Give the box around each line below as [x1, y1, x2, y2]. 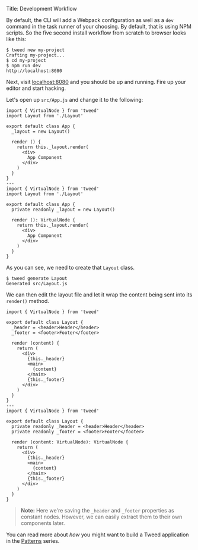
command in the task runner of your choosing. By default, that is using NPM [6, 23, 191, 30]
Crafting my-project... [6, 52, 65, 58]
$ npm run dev [6, 62, 41, 68]
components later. [20, 520, 65, 526]
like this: [6, 36, 27, 42]
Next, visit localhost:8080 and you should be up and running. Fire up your [6, 79, 186, 85]
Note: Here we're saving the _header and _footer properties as [20, 507, 174, 514]
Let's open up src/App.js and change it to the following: [6, 96, 143, 103]
